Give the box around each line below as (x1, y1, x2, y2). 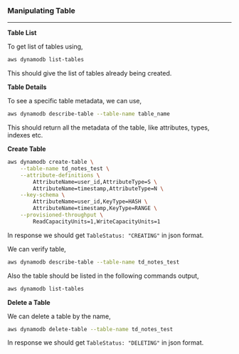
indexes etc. (7, 131, 43, 140)
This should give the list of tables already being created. (7, 69, 172, 78)
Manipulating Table (7, 6, 76, 16)
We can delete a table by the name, (7, 312, 112, 321)
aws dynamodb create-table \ (7, 159, 94, 166)
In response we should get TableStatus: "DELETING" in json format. (7, 338, 204, 347)
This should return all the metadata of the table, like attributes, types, (7, 123, 210, 132)
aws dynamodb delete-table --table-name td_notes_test (7, 326, 174, 333)
